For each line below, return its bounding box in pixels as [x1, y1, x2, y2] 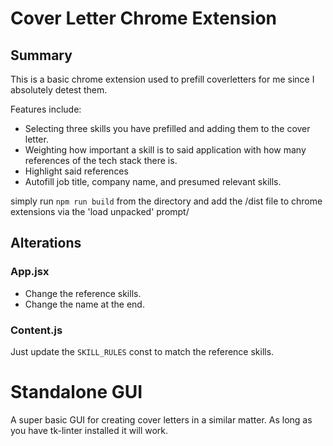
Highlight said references [24, 165, 129, 177]
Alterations [10, 235, 82, 252]
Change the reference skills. [24, 287, 142, 299]
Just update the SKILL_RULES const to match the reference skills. [10, 345, 275, 357]
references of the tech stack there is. [24, 155, 178, 166]
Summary [10, 47, 73, 64]
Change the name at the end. [24, 298, 145, 310]
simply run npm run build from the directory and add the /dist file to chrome [10, 195, 323, 207]
